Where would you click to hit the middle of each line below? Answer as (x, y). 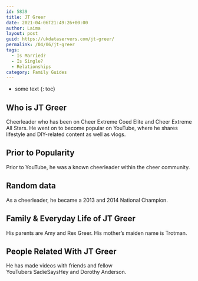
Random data (31, 186)
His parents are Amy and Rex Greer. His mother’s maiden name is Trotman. (97, 233)
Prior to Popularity (40, 153)
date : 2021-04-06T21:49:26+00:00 (47, 22)
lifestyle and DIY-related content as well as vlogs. (66, 134)
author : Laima (24, 28)
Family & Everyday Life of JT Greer (71, 219)
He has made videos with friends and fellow (60, 266)
